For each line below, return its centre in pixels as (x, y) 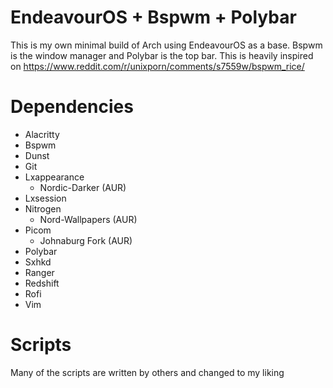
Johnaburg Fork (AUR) (86, 240)
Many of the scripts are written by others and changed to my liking (147, 372)
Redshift (42, 283)
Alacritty (42, 134)
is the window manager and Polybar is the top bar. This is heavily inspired (162, 55)
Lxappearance (54, 177)
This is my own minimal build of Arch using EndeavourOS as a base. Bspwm (166, 45)
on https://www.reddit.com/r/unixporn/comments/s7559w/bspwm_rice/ (157, 66)
